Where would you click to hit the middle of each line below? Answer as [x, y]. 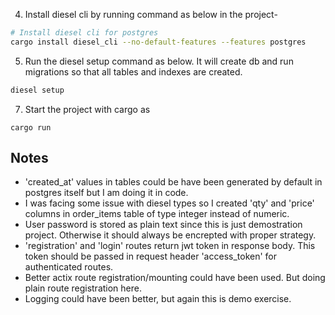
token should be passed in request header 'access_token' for [151, 256]
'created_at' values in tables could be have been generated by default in [173, 182]
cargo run [31, 127]
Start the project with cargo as [87, 109]
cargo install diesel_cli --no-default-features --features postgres [158, 42]
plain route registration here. [83, 288]
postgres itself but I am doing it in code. [106, 193]
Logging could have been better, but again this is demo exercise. [158, 299]
